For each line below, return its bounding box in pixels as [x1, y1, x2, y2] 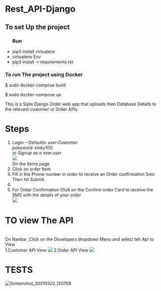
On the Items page [12, 161, 50, 167]
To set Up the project [5, 23, 70, 31]
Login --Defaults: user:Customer [12, 140, 78, 145]
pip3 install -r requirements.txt [12, 59, 74, 64]
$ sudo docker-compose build [5, 82, 66, 88]
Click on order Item [12, 166, 51, 172]
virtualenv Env [12, 54, 41, 60]
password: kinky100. [12, 145, 54, 151]
